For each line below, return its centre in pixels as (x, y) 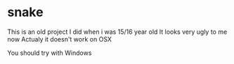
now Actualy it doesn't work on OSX (60, 39)
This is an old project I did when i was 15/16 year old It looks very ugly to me (117, 32)
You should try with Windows (50, 53)
